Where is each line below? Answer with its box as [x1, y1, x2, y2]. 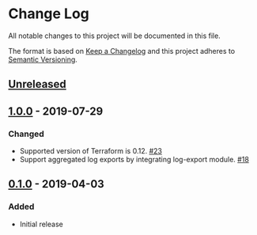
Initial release [19, 219, 63, 229]
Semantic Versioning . [8, 55, 77, 64]
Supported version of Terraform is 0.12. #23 [19, 146, 162, 156]
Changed [8, 128, 45, 139]
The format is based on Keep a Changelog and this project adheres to [8, 46, 236, 55]
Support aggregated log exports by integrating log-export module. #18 [19, 155, 249, 165]
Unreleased [8, 78, 67, 91]
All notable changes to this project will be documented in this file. [8, 31, 221, 40]
